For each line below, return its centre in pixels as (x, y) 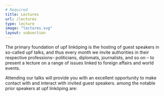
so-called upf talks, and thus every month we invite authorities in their (77, 52)
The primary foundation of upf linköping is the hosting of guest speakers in (82, 47)
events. (13, 68)
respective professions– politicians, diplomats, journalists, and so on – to (80, 57)
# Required (16, 10)
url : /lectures (21, 19)
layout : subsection (25, 33)
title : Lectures (22, 14)
